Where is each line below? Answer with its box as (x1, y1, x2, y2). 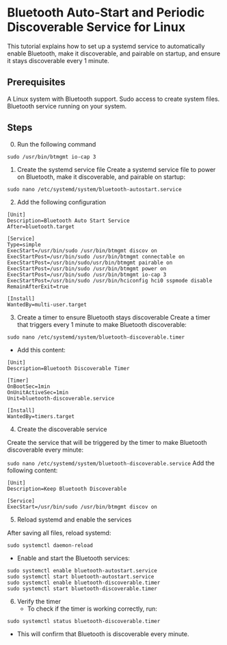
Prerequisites (7, 77, 66, 88)
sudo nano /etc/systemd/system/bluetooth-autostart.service (7, 186, 183, 193)
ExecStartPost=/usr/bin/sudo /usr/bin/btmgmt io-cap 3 (7, 271, 167, 278)
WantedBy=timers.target (7, 413, 75, 419)
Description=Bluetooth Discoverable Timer (7, 365, 130, 372)
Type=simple (7, 241, 41, 248)
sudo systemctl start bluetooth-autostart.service (7, 573, 155, 580)
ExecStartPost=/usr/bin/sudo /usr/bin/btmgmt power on (7, 265, 167, 272)
